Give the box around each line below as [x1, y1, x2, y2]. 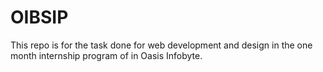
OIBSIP [10, 6, 69, 29]
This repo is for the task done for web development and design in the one [10, 39, 313, 51]
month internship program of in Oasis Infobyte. [10, 49, 203, 61]
